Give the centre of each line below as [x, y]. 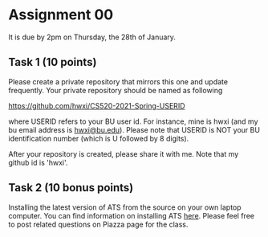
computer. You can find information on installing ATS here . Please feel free [132, 215]
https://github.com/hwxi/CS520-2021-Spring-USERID [97, 105]
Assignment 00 [61, 15]
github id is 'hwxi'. [38, 162]
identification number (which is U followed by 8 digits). [99, 138]
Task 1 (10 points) [53, 62]
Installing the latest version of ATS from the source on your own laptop [125, 207]
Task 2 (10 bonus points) [71, 188]
